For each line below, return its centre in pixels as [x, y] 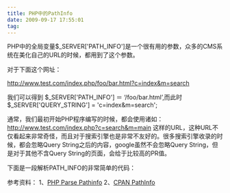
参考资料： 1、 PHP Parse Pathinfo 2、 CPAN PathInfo [81, 183]
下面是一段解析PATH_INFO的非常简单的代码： [71, 168]
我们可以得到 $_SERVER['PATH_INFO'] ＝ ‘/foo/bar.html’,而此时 [95, 97]
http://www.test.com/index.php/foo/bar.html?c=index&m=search [98, 83]
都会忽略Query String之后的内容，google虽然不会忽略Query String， [115, 145]
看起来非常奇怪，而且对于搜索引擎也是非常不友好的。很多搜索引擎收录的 [115, 136]
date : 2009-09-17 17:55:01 [46, 20]
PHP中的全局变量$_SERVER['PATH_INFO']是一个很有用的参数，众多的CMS [112, 47]
